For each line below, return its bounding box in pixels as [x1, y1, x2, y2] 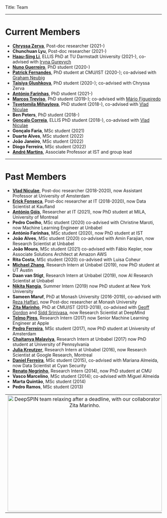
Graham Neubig [12, 74, 45, 80]
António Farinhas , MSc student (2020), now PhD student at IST [12, 230, 143, 236]
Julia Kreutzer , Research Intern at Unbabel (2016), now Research [12, 346, 147, 352]
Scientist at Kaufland [12, 203, 55, 209]
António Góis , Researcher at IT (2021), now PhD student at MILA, [12, 209, 146, 215]
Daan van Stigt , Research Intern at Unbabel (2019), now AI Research [12, 272, 153, 278]
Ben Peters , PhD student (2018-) [12, 112, 80, 118]
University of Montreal [12, 214, 59, 220]
